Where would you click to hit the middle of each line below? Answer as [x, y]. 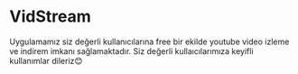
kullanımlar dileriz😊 [46, 60]
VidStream [51, 17]
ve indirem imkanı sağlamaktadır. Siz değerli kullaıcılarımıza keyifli [132, 51]
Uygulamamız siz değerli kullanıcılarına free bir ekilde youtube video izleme [149, 42]
